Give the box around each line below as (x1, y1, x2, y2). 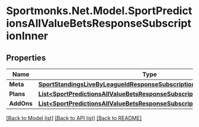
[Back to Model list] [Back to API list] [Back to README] (6, 115, 142, 122)
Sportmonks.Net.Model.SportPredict (6, 4, 192, 18)
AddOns (9, 99, 33, 108)
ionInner (6, 30, 49, 43)
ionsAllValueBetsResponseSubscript (6, 17, 191, 30)
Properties (6, 53, 46, 63)
